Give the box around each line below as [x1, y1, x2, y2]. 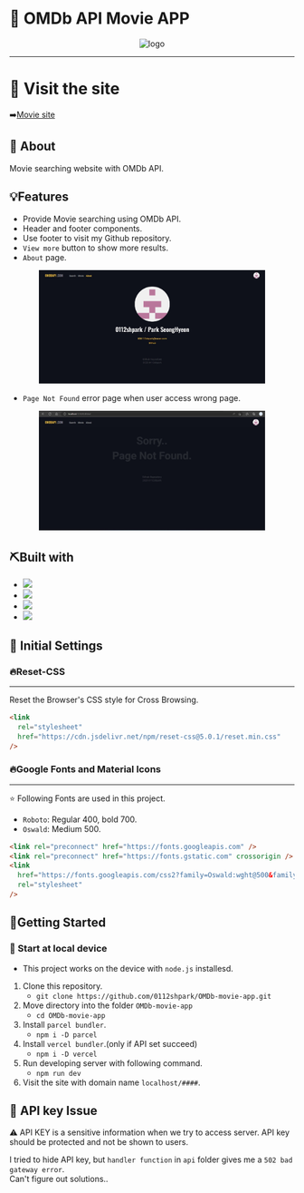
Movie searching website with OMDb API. [9, 162, 165, 173]
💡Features [9, 190, 70, 205]
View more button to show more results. [22, 242, 169, 253]
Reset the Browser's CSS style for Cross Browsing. [9, 694, 199, 705]
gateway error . [9, 1164, 65, 1175]
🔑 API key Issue [9, 1103, 98, 1119]
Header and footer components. [22, 222, 143, 234]
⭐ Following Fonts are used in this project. [9, 793, 166, 804]
